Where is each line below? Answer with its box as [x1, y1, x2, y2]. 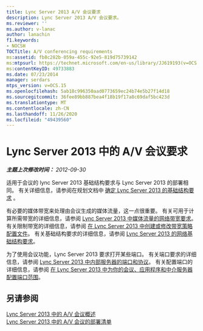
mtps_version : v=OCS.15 [6, 83, 67, 89]
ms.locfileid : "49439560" [6, 116, 72, 123]
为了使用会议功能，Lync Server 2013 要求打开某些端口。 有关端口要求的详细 [6, 251, 197, 258]
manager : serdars [6, 77, 50, 83]
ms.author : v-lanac [6, 26, 56, 32]
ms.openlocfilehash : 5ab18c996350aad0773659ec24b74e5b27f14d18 [6, 88, 170, 94]
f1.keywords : [6, 37, 40, 43]
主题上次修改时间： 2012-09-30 [6, 166, 86, 174]
